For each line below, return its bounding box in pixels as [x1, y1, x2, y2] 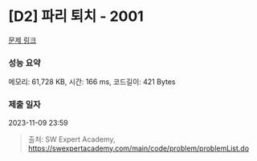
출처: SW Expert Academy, [27, 134, 116, 144]
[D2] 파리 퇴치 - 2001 [8, 7, 145, 26]
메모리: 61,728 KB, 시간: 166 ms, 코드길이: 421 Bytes [8, 77, 176, 87]
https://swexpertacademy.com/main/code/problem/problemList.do [27, 143, 250, 153]
